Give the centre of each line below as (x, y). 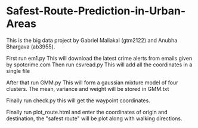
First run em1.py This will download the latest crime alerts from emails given (99, 58)
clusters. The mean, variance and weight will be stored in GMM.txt (88, 89)
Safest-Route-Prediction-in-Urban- (96, 11)
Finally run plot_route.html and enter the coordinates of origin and (87, 112)
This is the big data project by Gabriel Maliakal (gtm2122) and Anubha (92, 40)
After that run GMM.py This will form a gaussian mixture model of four (92, 83)
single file (18, 71)
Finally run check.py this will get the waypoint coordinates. (78, 100)
